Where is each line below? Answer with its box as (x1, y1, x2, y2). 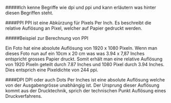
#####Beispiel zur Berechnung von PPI (5, 35, 89, 41)
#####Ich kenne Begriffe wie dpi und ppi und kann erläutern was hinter (5, 5, 156, 10)
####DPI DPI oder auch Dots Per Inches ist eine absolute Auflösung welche (5, 77, 165, 83)
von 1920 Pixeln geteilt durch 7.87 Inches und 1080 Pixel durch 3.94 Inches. (5, 61, 165, 67)
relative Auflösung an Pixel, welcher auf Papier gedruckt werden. (5, 25, 142, 31)
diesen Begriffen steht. (5, 10, 54, 16)
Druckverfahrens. (5, 93, 42, 99)
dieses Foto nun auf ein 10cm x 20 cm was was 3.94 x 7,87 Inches (5, 51, 145, 56)
